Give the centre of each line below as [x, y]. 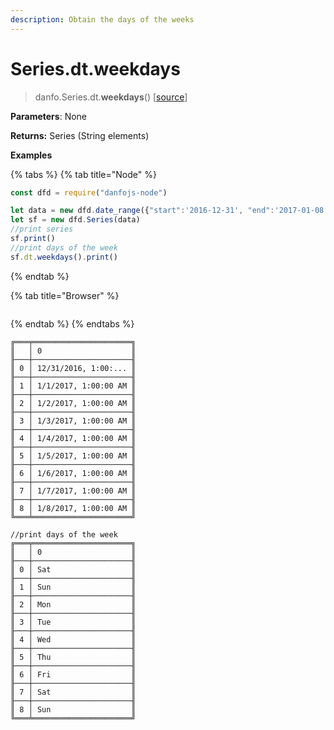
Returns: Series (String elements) [80, 135]
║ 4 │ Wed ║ [73, 639]
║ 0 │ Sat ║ [73, 569]
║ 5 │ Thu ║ [73, 657]
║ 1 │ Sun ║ [73, 587]
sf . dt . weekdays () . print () [64, 257]
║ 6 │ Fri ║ [73, 674]
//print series [42, 229]
